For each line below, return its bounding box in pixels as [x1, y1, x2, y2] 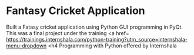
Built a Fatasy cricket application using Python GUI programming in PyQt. [6, 23, 183, 30]
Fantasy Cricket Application [6, 4, 145, 18]
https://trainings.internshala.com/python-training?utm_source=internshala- [6, 36, 188, 43]
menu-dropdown [6, 42, 47, 49]
